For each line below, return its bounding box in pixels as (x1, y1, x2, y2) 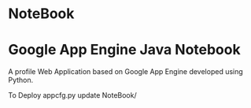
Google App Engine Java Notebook (8, 41, 242, 59)
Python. (8, 76, 34, 85)
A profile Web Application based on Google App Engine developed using (8, 67, 244, 76)
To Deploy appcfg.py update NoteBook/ (8, 91, 137, 100)
